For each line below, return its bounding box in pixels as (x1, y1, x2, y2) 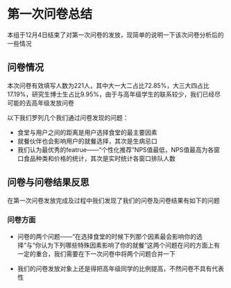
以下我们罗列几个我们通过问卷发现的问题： (7, 113, 129, 121)
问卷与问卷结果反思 (7, 176, 89, 188)
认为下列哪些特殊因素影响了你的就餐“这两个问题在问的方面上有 (41, 241, 221, 249)
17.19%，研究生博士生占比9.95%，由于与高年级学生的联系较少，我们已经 (7, 90, 215, 98)
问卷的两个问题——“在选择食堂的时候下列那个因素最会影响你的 (17, 232, 196, 240)
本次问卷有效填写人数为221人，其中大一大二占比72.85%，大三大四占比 (7, 81, 209, 90)
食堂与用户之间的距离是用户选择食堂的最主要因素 (17, 128, 157, 136)
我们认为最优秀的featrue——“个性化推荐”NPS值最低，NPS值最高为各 (17, 145, 214, 153)
